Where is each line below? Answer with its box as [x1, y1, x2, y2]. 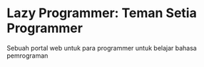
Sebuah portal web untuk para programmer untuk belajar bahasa [6, 43, 197, 52]
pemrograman [6, 51, 49, 60]
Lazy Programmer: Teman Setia [6, 5, 197, 21]
